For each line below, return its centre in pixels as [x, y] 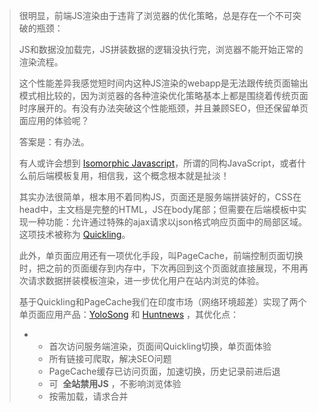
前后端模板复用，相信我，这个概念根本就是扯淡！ [128, 175]
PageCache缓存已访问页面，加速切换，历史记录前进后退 [164, 371]
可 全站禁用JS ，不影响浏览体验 [115, 383]
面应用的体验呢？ [54, 120]
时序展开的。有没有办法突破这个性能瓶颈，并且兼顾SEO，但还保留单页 [163, 108]
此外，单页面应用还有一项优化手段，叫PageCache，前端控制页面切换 [161, 255]
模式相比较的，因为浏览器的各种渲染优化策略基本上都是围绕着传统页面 [163, 95]
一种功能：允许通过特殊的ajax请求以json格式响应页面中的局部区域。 [167, 222]
